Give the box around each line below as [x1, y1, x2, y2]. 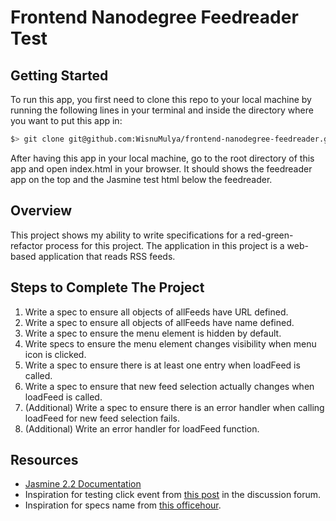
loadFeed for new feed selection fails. [24, 412, 180, 424]
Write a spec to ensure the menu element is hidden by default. [24, 327, 282, 339]
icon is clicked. [24, 348, 87, 360]
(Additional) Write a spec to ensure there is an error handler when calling [24, 401, 325, 413]
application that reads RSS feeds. [38, 250, 176, 262]
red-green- [247, 229, 294, 241]
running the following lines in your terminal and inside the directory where [10, 104, 314, 116]
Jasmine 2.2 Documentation [24, 478, 142, 490]
